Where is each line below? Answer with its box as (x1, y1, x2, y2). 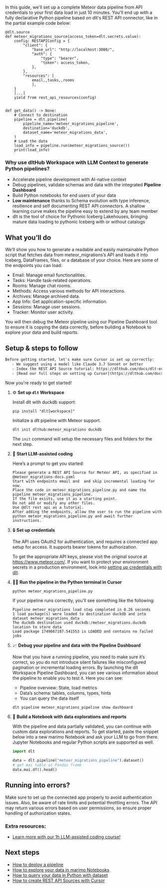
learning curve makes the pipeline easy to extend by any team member (12, 208, 158, 214)
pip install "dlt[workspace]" (12, 409, 76, 414)
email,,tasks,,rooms (31, 78, 75, 83)
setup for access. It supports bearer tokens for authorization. (12, 544, 138, 550)
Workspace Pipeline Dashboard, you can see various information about (12, 670, 159, 676)
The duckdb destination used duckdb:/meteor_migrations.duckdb (12, 620, 147, 625)
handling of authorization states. (5, 810, 72, 816)
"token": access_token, (40, 60, 90, 65)
